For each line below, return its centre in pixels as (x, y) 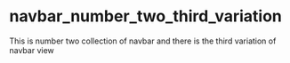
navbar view (32, 50)
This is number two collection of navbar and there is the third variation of (143, 41)
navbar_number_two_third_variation (146, 16)
